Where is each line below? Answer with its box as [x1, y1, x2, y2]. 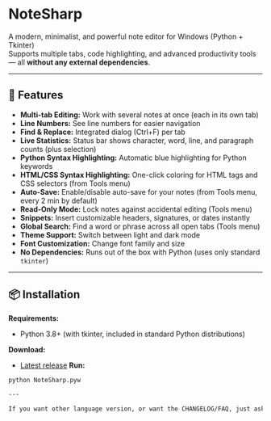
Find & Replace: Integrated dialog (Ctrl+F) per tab [19, 127, 186, 137]
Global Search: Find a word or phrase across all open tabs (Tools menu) [19, 221, 261, 231]
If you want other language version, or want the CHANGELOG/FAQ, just [8, 405, 251, 413]
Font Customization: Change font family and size [19, 238, 186, 248]
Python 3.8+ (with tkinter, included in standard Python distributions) [19, 329, 246, 339]
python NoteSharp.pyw [8, 376, 81, 384]
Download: [8, 344, 46, 354]
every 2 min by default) [19, 196, 98, 205]
